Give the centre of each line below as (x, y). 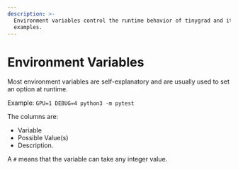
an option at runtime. (38, 89)
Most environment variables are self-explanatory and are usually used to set (119, 81)
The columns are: (33, 117)
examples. (28, 27)
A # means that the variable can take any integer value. (87, 159)
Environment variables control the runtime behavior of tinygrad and (118, 21)
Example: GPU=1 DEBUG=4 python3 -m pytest (71, 103)
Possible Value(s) (43, 138)
